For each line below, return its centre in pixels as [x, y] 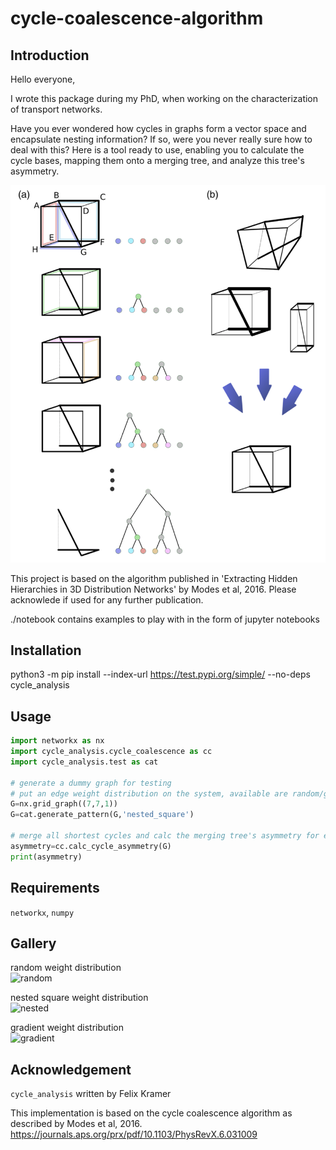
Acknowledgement [71, 1069]
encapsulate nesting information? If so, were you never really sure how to [161, 139]
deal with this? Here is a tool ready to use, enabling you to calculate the [157, 150]
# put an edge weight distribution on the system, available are [149, 793]
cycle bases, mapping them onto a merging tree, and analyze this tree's [157, 160]
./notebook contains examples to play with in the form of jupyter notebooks [165, 619]
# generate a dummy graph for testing [91, 783]
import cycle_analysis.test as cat [84, 762]
